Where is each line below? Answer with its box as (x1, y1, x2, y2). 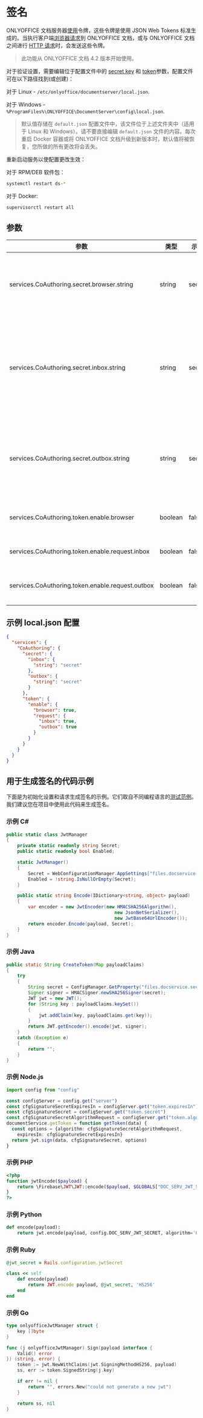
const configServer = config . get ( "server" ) (6, 1098, 118, 1104)
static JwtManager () (17, 859, 69, 865)
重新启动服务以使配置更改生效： (6, 156, 86, 163)
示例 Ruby (6, 1246, 36, 1254)
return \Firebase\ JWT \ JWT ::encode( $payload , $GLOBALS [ (17, 1184, 158, 1190)
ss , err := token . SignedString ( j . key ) (17, 1367, 115, 1374)
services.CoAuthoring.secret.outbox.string (9, 454, 130, 462)
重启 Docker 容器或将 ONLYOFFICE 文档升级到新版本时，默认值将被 (21, 135, 190, 142)
